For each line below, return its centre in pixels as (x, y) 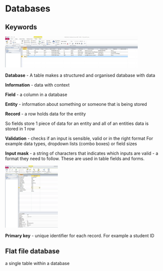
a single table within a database (37, 263)
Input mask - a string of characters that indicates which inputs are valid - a (82, 153)
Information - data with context (37, 85)
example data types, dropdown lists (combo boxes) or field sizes (71, 144)
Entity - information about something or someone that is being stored (76, 104)
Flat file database (32, 251)
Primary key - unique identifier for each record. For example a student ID (80, 236)
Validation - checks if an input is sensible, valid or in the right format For (79, 138)
